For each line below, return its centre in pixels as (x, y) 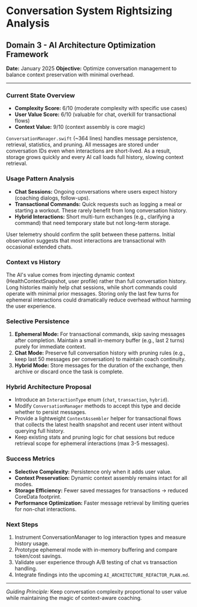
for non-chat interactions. (45, 509)
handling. (26, 569)
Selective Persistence (38, 321)
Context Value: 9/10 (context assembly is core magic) (80, 127)
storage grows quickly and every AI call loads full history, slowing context (95, 157)
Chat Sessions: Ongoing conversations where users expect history (96, 191)
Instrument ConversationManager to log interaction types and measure (100, 538)
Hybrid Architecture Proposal (49, 387)
